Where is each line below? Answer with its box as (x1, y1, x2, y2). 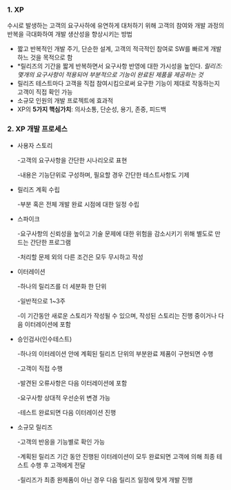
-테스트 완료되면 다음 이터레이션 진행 (17, 408, 117, 416)
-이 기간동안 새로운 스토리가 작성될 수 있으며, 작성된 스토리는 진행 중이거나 (17, 311, 217, 319)
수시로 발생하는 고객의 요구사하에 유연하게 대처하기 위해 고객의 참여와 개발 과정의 (7, 21, 225, 30)
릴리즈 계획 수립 (17, 185, 60, 194)
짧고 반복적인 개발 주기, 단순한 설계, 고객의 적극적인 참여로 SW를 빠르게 (17, 45, 209, 53)
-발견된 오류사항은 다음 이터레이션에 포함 (17, 379, 128, 387)
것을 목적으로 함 (30, 53, 73, 62)
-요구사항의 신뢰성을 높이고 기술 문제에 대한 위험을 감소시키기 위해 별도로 (17, 229, 214, 238)
